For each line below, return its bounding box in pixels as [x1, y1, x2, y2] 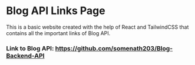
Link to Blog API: [6, 44, 54, 52]
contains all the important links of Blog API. [6, 29, 111, 36]
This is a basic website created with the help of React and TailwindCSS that [6, 23, 189, 30]
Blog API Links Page [6, 4, 105, 18]
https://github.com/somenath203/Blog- [55, 44, 173, 52]
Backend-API [6, 52, 45, 60]
